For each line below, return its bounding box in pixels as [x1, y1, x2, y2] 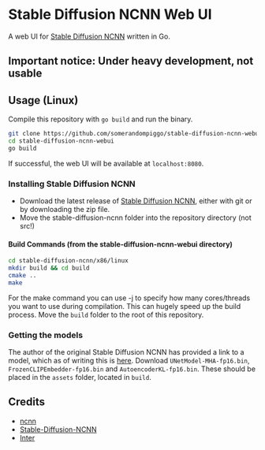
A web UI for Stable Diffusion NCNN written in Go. [8, 32, 171, 41]
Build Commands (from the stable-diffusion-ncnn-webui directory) [8, 239, 233, 249]
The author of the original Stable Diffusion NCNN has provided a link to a [8, 348, 244, 357]
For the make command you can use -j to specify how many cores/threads [8, 293, 251, 303]
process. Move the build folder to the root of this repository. [8, 310, 204, 319]
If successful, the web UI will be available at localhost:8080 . [8, 158, 204, 168]
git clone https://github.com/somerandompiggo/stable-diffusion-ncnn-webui [8, 130, 263, 138]
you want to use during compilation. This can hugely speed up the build [8, 301, 241, 311]
